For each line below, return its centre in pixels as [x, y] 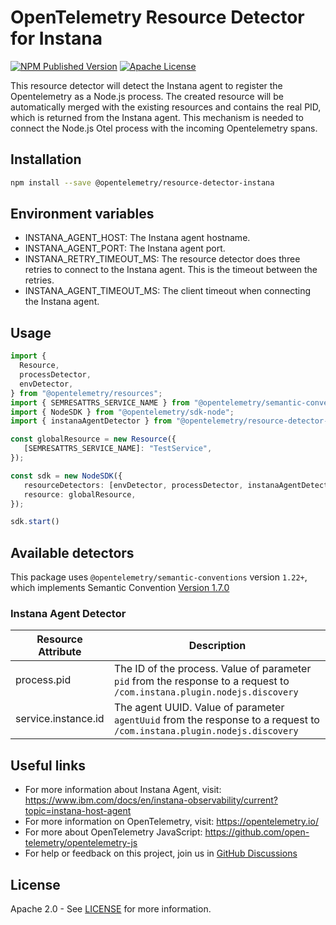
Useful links [48, 765]
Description [217, 646]
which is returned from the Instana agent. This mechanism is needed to [157, 117]
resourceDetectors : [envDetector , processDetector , [133, 485]
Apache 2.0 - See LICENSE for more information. [111, 908]
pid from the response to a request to [201, 681]
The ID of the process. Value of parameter [212, 669]
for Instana [56, 38]
